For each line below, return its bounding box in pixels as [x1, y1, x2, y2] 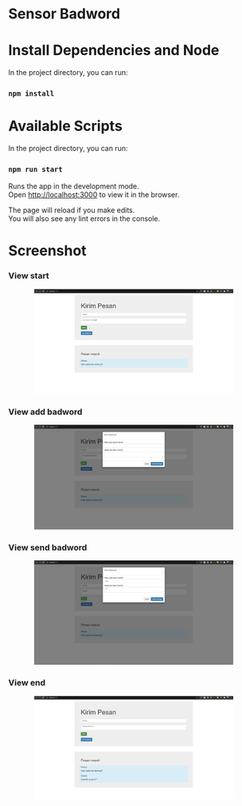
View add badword [8, 406, 83, 417]
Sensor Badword [8, 5, 121, 23]
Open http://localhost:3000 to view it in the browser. [8, 190, 180, 200]
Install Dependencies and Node [8, 41, 220, 60]
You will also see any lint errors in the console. [8, 214, 161, 223]
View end [8, 678, 46, 689]
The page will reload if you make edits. [8, 205, 135, 215]
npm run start [8, 164, 63, 174]
